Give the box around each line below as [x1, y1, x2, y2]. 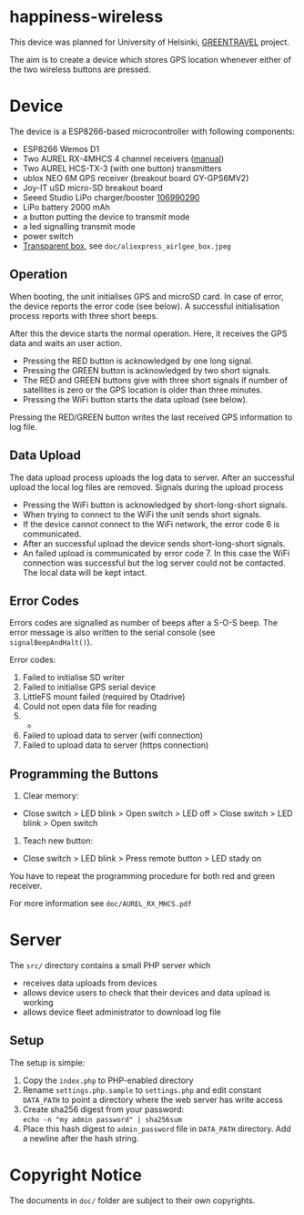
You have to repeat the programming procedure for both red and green [9, 871, 276, 882]
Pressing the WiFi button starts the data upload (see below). [22, 393, 248, 404]
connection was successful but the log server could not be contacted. [22, 557, 286, 568]
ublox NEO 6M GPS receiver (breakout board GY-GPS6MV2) [22, 172, 249, 183]
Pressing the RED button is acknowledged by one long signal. [22, 355, 253, 366]
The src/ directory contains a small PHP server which [9, 960, 211, 971]
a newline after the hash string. [22, 1132, 139, 1144]
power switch [22, 230, 75, 241]
